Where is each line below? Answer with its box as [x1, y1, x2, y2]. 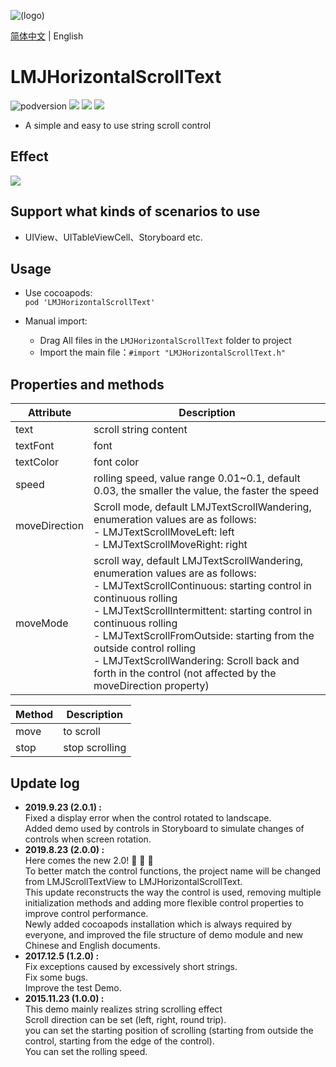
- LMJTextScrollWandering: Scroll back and [93, 654, 300, 668]
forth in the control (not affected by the [93, 666, 277, 680]
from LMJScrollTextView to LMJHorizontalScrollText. [24, 876, 243, 887]
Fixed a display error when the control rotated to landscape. [24, 812, 272, 824]
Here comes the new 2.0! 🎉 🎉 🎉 [24, 855, 154, 866]
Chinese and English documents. [24, 940, 161, 951]
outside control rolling [93, 641, 197, 655]
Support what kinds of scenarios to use [10, 203, 261, 220]
